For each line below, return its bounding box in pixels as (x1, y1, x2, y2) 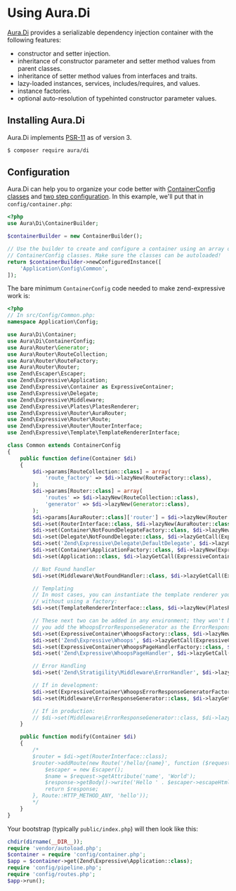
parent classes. (17, 64, 62, 72)
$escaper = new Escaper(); (44, 766, 124, 773)
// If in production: (32, 707, 96, 714)
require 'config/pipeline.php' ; (7, 864, 102, 871)
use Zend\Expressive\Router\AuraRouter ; (7, 409, 128, 416)
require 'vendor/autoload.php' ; (7, 845, 102, 852)
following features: (7, 35, 62, 44)
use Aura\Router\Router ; (7, 364, 80, 371)
